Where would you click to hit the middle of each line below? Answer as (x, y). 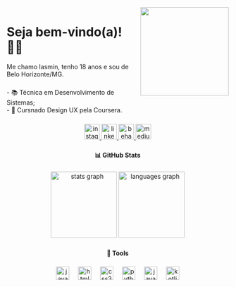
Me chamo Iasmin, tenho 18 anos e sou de (68, 66)
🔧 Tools (118, 253)
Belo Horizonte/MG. (35, 74)
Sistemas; (21, 102)
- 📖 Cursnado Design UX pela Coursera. (64, 110)
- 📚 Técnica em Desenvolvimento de (60, 92)
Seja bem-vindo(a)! (64, 32)
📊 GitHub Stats (118, 155)
